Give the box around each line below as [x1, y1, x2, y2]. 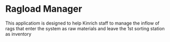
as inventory [5, 31, 32, 37]
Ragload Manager [5, 3, 82, 15]
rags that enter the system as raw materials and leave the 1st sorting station [5, 25, 165, 31]
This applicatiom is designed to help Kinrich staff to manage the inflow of [5, 20, 160, 26]
